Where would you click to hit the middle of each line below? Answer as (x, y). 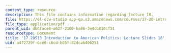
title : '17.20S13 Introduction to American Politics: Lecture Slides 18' (85, 38)
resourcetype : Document (31, 33)
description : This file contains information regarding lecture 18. (79, 15)
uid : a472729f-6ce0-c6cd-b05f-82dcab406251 (52, 43)
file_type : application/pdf (35, 24)
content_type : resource (31, 10)
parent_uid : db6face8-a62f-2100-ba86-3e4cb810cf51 (60, 29)
